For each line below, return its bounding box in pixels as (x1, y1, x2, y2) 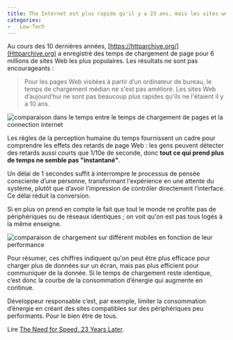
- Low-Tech (7, 23, 45, 30)
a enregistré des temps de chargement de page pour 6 (58, 49, 215, 58)
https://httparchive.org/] (110, 42, 179, 51)
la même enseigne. (7, 220, 62, 228)
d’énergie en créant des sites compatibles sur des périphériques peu (7, 305, 204, 313)
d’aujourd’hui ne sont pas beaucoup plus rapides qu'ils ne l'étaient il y (24, 92, 224, 101)
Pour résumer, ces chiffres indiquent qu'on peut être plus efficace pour (7, 254, 210, 262)
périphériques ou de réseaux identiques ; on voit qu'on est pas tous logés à (7, 212, 223, 221)
